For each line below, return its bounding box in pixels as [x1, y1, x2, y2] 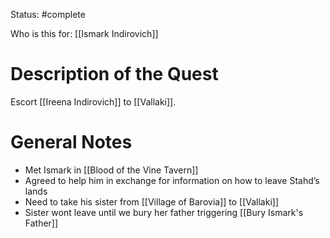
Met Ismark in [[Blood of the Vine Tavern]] [24, 164, 199, 176]
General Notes [10, 131, 133, 154]
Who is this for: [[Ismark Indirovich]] [10, 28, 159, 39]
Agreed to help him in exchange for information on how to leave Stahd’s [24, 174, 320, 186]
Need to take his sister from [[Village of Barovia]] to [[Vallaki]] [24, 195, 280, 208]
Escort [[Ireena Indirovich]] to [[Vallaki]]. [10, 95, 177, 108]
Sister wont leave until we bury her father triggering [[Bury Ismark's [24, 206, 304, 218]
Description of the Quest [10, 63, 219, 86]
